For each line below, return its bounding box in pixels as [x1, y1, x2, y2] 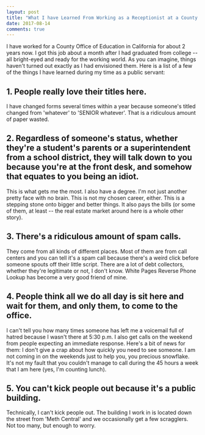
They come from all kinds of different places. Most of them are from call [6, 247, 187, 255]
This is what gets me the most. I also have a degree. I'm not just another [6, 188, 187, 195]
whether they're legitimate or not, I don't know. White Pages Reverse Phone [6, 267, 196, 274]
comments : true [6, 26, 45, 32]
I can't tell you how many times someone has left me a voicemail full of [6, 326, 184, 334]
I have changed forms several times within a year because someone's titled [6, 103, 196, 110]
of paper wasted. [6, 115, 49, 123]
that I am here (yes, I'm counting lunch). [6, 365, 107, 373]
